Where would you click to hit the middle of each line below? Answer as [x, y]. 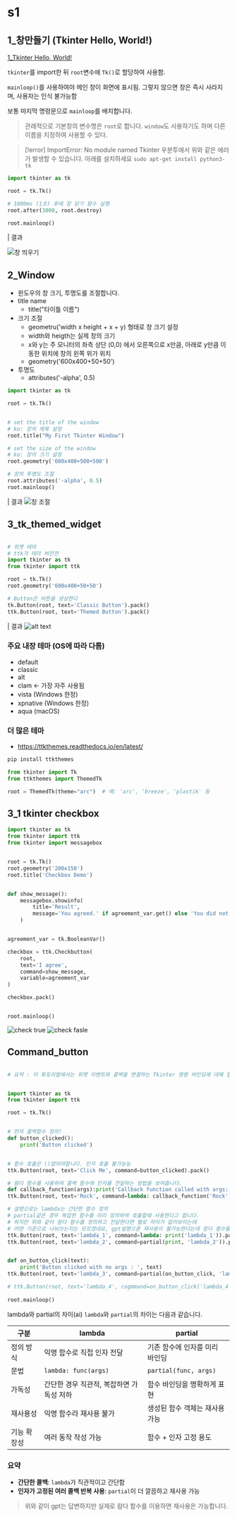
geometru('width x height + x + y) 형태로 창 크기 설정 [103, 327]
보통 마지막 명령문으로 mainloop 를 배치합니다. [70, 111]
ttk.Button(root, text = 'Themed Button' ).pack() [79, 612]
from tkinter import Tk [42, 772]
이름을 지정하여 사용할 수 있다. [66, 135]
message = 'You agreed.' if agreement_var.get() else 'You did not [131, 914]
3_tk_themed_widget [54, 525]
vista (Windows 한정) [48, 694]
